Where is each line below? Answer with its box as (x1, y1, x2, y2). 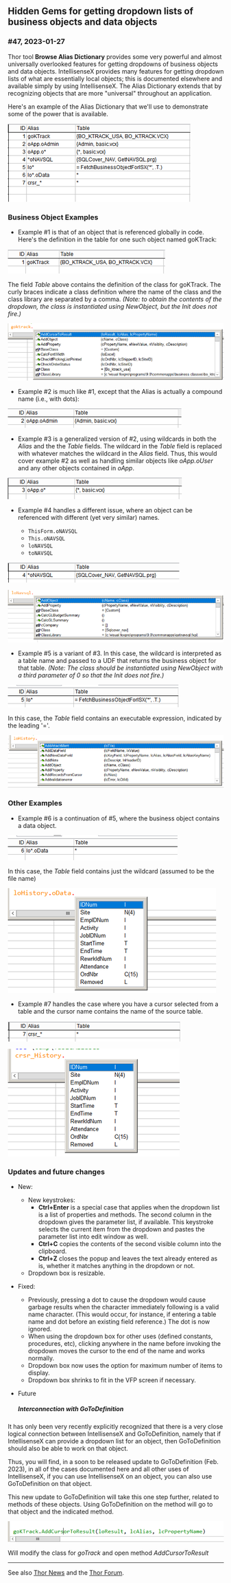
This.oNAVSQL (27, 535, 66, 542)
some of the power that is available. (8, 109, 108, 118)
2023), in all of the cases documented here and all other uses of (8, 1465, 189, 1473)
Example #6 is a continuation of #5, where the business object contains (17, 814, 220, 822)
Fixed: (17, 1282, 36, 1290)
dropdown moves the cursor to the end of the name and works (27, 1346, 205, 1355)
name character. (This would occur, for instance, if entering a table (27, 1310, 217, 1318)
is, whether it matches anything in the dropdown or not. (38, 1261, 195, 1269)
